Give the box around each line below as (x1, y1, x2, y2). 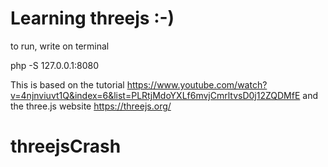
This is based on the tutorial (10, 78, 125, 91)
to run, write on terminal (10, 40, 110, 52)
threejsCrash (10, 135, 122, 158)
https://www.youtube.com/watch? (126, 78, 268, 91)
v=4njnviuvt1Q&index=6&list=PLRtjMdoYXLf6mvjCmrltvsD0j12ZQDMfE (10, 89, 301, 101)
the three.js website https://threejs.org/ (10, 100, 172, 112)
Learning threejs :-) (10, 7, 175, 30)
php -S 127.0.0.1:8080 (10, 59, 99, 71)
